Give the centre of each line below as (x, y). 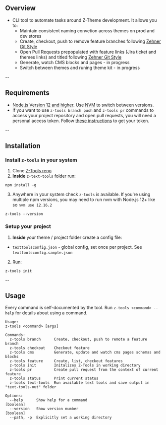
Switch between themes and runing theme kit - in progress (80, 68)
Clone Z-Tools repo (32, 171)
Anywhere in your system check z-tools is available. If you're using (81, 194)
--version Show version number (44, 409)
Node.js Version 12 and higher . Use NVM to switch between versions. (83, 105)
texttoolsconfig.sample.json (42, 253)
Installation (23, 146)
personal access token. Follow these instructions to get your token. (81, 121)
